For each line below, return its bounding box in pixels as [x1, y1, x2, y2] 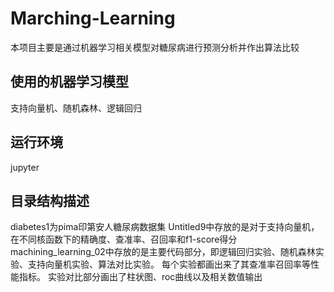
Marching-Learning [10, 7, 176, 30]
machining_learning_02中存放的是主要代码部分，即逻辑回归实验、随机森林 [10, 246, 316, 258]
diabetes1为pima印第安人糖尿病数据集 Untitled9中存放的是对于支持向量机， [10, 221, 320, 233]
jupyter [10, 161, 40, 173]
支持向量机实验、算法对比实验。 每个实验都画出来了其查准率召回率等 [27, 258, 311, 271]
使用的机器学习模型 [10, 73, 129, 91]
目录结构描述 [10, 192, 90, 209]
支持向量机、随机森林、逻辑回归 [10, 102, 142, 114]
